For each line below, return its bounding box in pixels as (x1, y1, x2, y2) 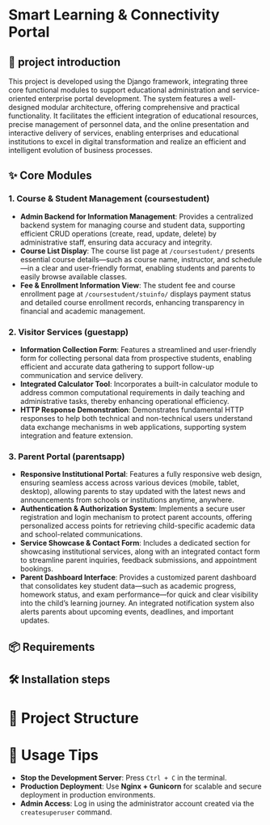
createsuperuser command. (19, 807, 112, 817)
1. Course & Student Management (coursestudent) (8, 193, 210, 204)
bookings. (19, 564, 54, 574)
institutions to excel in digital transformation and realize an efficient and (8, 137, 247, 147)
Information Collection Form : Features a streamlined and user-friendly (19, 344, 257, 354)
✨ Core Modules (8, 168, 92, 183)
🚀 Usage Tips (8, 746, 99, 764)
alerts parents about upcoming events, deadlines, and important (19, 607, 234, 617)
